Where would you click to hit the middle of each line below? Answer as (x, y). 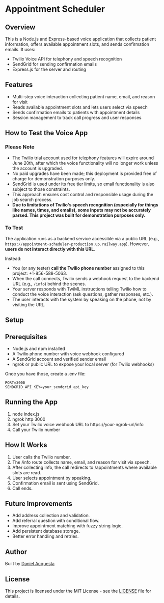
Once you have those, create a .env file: (45, 374)
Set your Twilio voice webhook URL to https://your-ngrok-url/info (78, 424)
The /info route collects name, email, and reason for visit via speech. (82, 462)
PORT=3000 (15, 383)
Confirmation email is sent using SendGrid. (55, 483)
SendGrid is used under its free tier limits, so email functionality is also (83, 184)
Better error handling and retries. (45, 536)
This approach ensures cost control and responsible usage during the (83, 194)
